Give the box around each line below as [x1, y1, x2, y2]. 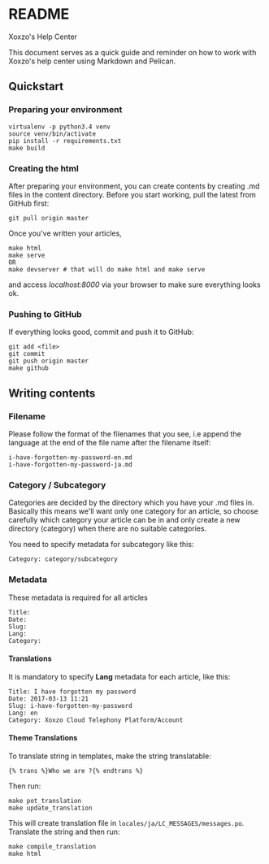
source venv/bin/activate [8, 129, 96, 138]
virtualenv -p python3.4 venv [8, 123, 111, 131]
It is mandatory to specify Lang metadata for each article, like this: [8, 671, 231, 681]
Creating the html [8, 163, 79, 174]
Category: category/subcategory [8, 555, 118, 563]
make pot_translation [8, 797, 82, 805]
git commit [8, 350, 46, 358]
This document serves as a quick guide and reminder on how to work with [8, 47, 257, 57]
